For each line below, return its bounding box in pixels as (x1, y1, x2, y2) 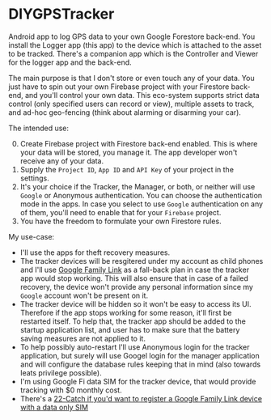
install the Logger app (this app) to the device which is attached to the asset (8, 40, 262, 49)
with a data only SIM (19, 402, 89, 412)
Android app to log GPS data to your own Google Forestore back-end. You (8, 32, 256, 41)
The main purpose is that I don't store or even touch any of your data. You (8, 73, 255, 83)
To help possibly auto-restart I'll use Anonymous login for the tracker (19, 342, 250, 352)
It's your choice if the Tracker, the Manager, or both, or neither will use (19, 181, 256, 191)
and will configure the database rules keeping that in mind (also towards (19, 359, 261, 369)
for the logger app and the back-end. (8, 57, 132, 67)
